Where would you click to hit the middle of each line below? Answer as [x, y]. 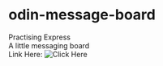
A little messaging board [49, 45]
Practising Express [40, 37]
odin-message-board [82, 15]
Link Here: [26, 54]
